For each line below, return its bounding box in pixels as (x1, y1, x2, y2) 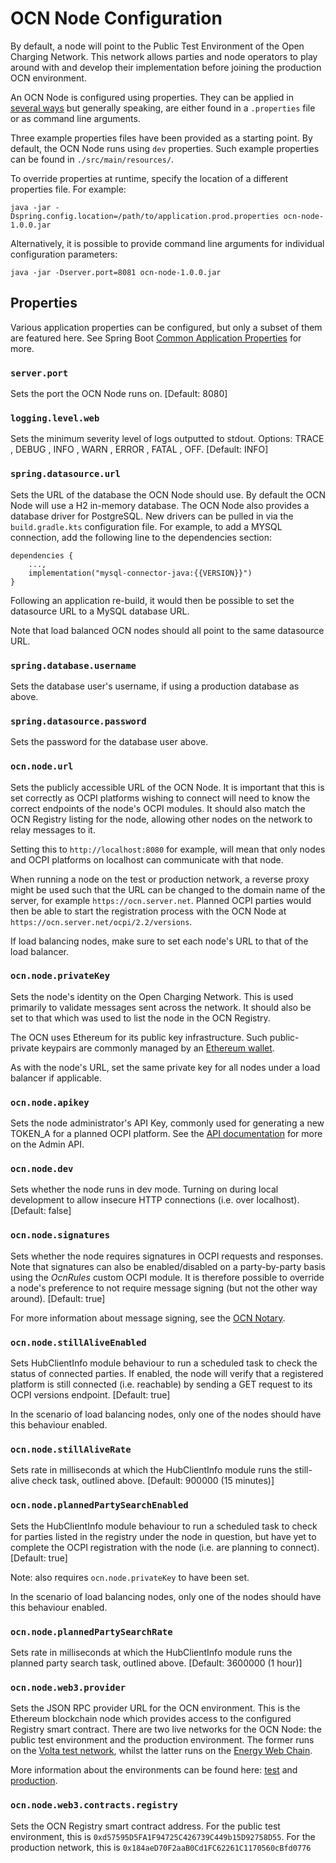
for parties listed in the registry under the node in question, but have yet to (10, 1530, 317, 1542)
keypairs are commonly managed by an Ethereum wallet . (41, 1042, 275, 1054)
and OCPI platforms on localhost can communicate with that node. (10, 853, 284, 866)
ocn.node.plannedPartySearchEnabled (10, 1500, 189, 1511)
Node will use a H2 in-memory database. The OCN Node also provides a (10, 499, 310, 511)
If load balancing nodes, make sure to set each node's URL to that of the (10, 935, 309, 947)
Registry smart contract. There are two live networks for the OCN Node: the (10, 1723, 322, 1736)
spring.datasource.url (10, 468, 121, 480)
